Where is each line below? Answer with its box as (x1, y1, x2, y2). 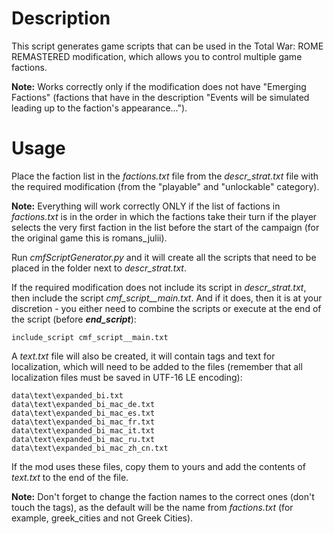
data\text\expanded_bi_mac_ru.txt (11, 434, 156, 444)
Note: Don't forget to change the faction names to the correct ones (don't (11, 490, 315, 502)
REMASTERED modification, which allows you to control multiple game (11, 50, 303, 62)
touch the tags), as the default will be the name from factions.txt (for (11, 501, 294, 513)
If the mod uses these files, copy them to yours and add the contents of (11, 460, 306, 472)
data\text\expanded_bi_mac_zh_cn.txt (11, 443, 169, 453)
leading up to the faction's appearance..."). (11, 102, 188, 114)
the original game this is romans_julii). (11, 232, 168, 244)
